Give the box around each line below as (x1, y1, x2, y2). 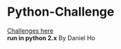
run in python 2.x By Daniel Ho (7, 33, 96, 42)
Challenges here (7, 27, 54, 35)
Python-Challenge (7, 4, 115, 20)
